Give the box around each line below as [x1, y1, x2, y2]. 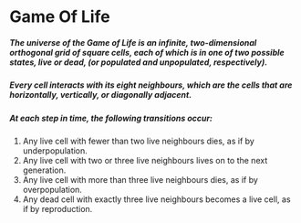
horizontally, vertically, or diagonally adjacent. [9, 90, 192, 101]
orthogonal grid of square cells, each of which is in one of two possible [9, 47, 285, 58]
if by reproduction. [22, 203, 93, 214]
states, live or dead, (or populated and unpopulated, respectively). [9, 57, 268, 68]
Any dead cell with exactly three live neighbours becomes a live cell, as [22, 194, 291, 205]
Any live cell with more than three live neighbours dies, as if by [22, 174, 258, 185]
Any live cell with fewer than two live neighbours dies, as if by [22, 135, 255, 146]
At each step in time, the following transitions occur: [9, 112, 213, 123]
